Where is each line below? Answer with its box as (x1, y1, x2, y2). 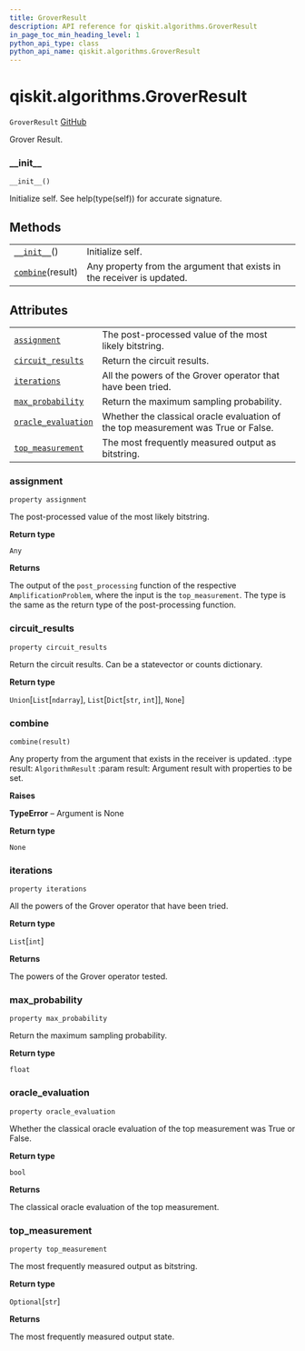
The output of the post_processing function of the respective (9, 580, 237, 591)
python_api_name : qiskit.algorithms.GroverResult (9, 47, 202, 56)
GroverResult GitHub (9, 116, 87, 127)
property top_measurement (9, 1245, 107, 1255)
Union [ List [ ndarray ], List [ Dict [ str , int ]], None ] (9, 694, 185, 705)
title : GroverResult (9, 13, 88, 23)
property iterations (9, 885, 88, 894)
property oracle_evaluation (9, 1106, 116, 1116)
